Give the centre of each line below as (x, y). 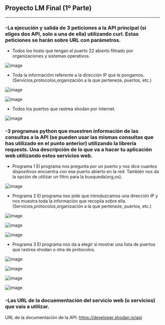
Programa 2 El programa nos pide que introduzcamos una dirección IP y (85, 196)
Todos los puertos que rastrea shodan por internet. (64, 109)
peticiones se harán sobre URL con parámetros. (63, 40)
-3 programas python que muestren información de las (72, 131)
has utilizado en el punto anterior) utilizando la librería (71, 144)
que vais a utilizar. (27, 307)
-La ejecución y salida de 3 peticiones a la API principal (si (76, 28)
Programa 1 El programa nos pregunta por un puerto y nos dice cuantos (84, 166)
